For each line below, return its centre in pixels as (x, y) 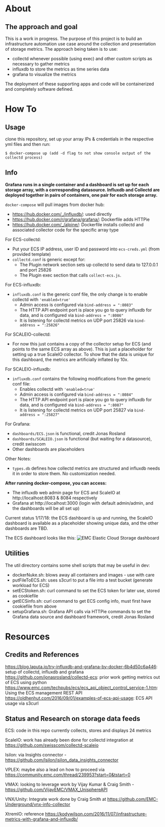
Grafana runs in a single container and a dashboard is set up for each (77, 184)
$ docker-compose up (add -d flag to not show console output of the (78, 153)
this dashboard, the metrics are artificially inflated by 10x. (70, 359)
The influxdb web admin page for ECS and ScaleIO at (66, 492)
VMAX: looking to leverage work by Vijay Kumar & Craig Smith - (70, 785)
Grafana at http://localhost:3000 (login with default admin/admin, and (83, 503)
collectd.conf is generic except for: (49, 259)
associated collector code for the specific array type (66, 230)
